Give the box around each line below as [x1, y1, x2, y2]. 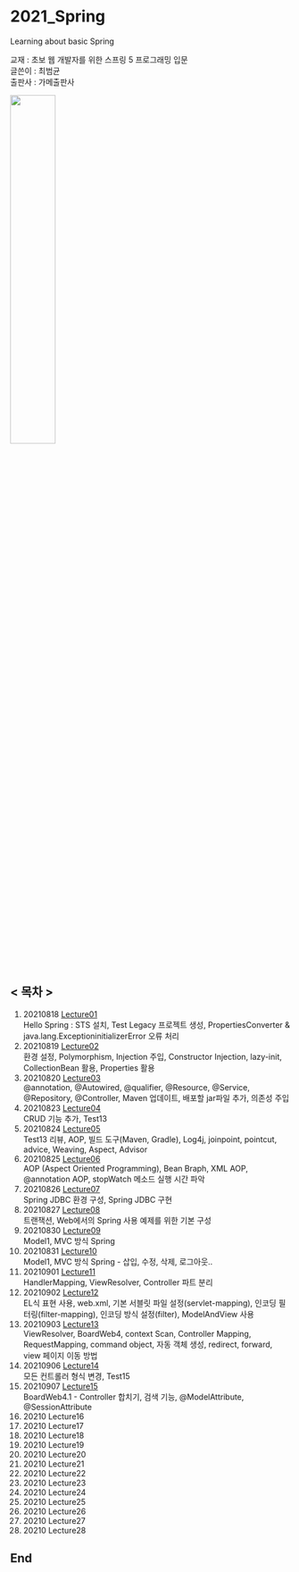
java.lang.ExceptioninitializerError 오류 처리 [22, 1030, 179, 1041]
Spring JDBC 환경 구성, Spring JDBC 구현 [22, 1194, 173, 1205]
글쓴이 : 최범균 [10, 65, 61, 76]
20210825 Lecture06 [22, 1153, 101, 1164]
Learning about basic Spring [10, 36, 115, 46]
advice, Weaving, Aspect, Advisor [22, 1144, 148, 1155]
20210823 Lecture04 [22, 1102, 102, 1114]
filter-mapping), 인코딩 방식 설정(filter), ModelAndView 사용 [40, 1308, 255, 1319]
